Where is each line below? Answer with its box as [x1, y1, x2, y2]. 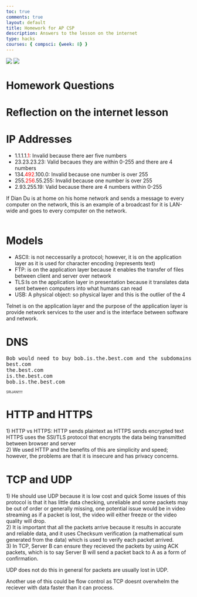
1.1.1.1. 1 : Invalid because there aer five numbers [14, 152, 127, 159]
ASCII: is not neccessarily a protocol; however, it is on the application [14, 254, 182, 261]
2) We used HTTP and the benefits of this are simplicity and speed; [6, 446, 168, 453]
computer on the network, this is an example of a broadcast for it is [6, 201, 168, 208]
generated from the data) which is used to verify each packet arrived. [6, 536, 174, 543]
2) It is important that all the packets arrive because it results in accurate [6, 523, 181, 531]
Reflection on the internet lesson [6, 106, 169, 119]
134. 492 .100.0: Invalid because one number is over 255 [14, 171, 148, 178]
